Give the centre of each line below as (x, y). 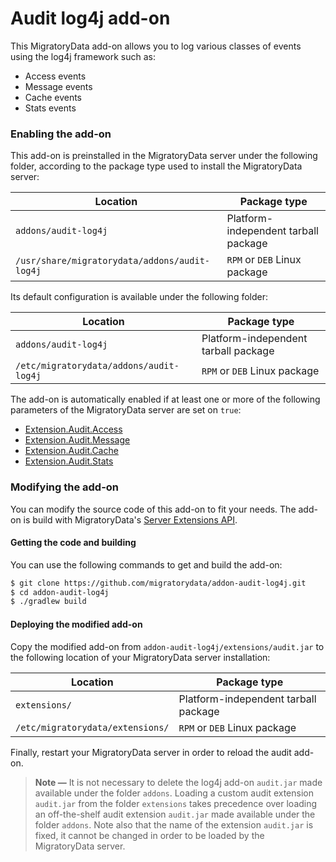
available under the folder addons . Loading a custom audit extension (174, 793)
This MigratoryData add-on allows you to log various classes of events (156, 46)
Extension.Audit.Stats (69, 461)
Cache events (53, 97)
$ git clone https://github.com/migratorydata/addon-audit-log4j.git (158, 583)
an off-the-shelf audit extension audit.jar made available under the (175, 814)
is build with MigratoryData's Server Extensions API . (130, 519)
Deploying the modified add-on (76, 624)
